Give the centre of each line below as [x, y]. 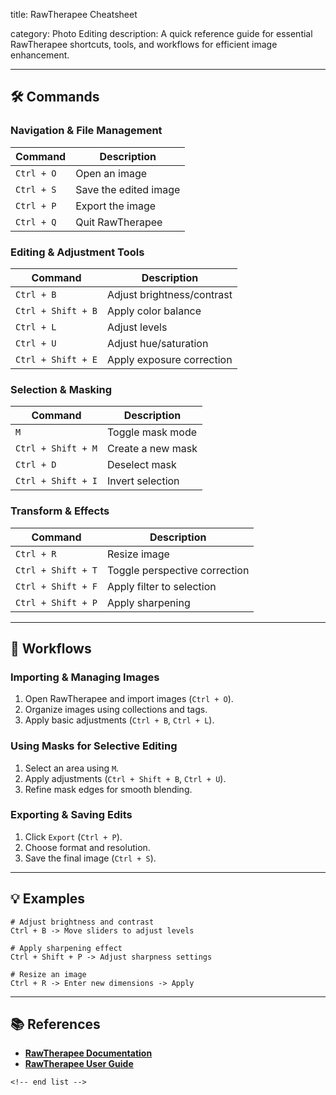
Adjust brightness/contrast [169, 294]
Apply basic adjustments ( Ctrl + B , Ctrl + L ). [119, 720]
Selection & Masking [61, 389]
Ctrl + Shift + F [56, 586]
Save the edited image [128, 189]
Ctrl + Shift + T [56, 570]
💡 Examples [48, 899]
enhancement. [40, 55]
